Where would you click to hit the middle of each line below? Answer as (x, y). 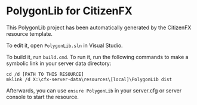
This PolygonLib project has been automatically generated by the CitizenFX (99, 27)
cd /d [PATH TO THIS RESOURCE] (45, 74)
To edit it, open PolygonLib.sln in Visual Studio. (65, 45)
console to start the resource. (43, 97)
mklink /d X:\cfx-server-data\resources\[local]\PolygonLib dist (89, 79)
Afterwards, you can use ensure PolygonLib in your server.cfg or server (94, 90)
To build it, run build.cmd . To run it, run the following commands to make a (98, 57)
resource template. (29, 33)
